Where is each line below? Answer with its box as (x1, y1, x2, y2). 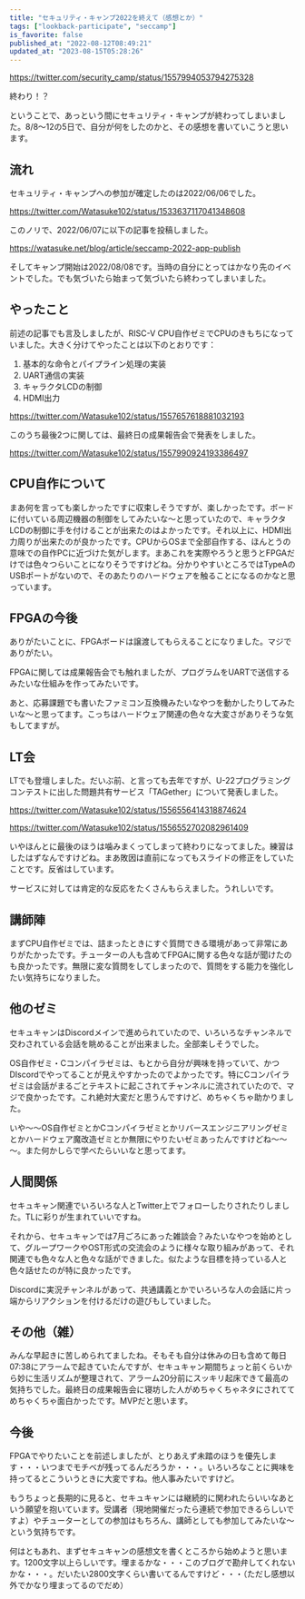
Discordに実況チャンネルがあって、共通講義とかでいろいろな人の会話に (9, 1284, 277, 1295)
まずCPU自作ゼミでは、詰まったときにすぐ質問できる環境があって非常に (9, 938, 280, 949)
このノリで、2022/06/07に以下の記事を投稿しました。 (9, 224, 213, 235)
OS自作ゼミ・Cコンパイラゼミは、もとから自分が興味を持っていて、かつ (9, 1057, 280, 1068)
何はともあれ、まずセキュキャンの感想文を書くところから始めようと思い (9, 1545, 280, 1557)
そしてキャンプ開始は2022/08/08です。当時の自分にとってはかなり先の (9, 261, 275, 272)
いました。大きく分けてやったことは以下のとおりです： (9, 339, 216, 350)
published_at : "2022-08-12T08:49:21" (9, 38, 152, 48)
